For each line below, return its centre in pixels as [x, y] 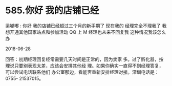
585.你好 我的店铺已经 [52, 10]
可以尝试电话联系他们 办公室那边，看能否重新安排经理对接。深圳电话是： [82, 72]
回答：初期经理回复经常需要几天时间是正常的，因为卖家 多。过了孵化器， [82, 59]
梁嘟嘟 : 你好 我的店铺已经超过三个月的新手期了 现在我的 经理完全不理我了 [83, 26]
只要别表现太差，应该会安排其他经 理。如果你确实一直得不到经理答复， [89, 66]
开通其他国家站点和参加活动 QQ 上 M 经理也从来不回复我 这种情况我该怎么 [88, 32]
